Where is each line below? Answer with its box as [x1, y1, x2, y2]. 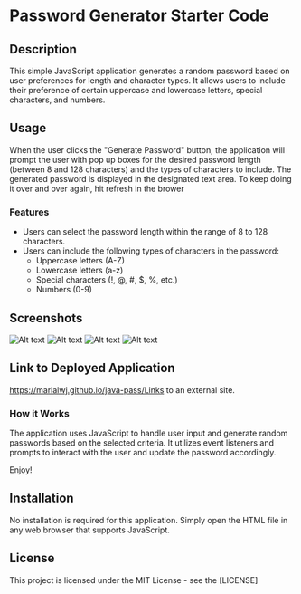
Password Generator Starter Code [9, 5, 269, 26]
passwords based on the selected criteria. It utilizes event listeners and [9, 437, 274, 448]
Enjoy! [9, 465, 33, 475]
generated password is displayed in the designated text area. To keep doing [9, 173, 292, 184]
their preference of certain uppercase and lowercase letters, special [9, 85, 263, 95]
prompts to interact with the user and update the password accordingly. [9, 447, 277, 458]
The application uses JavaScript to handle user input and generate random [9, 427, 288, 439]
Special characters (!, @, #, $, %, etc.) [35, 274, 178, 285]
